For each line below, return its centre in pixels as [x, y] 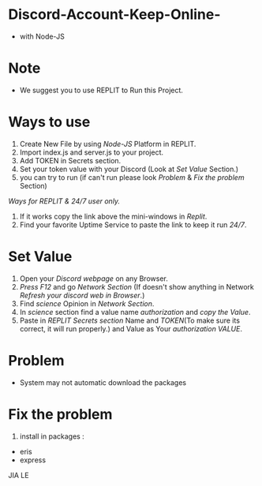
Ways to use [49, 122]
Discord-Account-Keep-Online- [114, 15]
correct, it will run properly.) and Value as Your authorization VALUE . [131, 328]
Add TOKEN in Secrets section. [70, 160]
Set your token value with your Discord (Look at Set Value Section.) [129, 169]
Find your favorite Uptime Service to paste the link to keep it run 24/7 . [133, 224]
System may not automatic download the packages [103, 382]
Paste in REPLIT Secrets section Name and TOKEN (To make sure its [130, 320]
